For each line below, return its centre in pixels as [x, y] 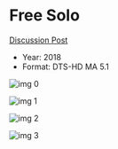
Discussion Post [39, 40]
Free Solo [44, 16]
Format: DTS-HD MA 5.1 [65, 67]
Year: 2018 [42, 57]
